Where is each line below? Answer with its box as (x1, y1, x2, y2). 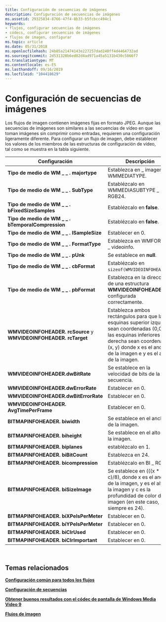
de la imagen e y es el (108, 350, 158, 357)
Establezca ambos (108, 306, 151, 313)
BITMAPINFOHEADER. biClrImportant (7, 536, 97, 543)
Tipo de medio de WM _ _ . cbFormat (7, 263, 95, 270)
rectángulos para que (108, 313, 158, 320)
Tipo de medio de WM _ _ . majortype (7, 169, 97, 176)
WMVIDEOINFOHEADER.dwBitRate (7, 370, 91, 377)
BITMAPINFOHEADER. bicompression (7, 459, 98, 466)
